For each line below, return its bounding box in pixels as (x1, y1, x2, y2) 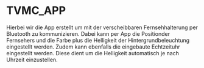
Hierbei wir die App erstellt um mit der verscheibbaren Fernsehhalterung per (6, 24, 198, 31)
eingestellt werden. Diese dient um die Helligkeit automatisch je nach (6, 49, 180, 56)
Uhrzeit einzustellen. (6, 56, 58, 63)
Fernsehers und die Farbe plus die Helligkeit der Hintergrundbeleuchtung (6, 36, 190, 44)
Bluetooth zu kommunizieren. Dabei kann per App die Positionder (6, 30, 171, 37)
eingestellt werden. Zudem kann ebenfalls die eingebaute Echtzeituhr (6, 43, 181, 50)
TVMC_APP (6, 4, 66, 18)
